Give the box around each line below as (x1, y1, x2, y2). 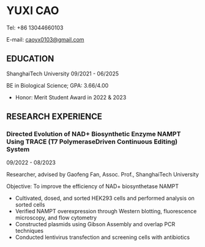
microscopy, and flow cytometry (15, 214, 97, 221)
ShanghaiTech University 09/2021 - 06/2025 (6, 70, 119, 77)
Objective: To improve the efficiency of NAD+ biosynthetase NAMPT (6, 183, 179, 190)
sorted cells (15, 201, 45, 208)
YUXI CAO (6, 4, 59, 18)
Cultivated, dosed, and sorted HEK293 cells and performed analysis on (15, 194, 195, 202)
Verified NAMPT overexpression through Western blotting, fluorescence (15, 208, 197, 215)
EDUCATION (6, 53, 54, 64)
